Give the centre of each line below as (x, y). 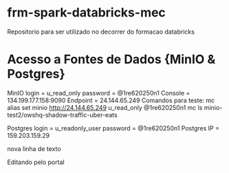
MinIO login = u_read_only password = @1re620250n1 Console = (99, 93)
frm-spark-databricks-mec (87, 13)
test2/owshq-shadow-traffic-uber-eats (63, 115)
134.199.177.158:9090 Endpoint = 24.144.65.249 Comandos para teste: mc (111, 100)
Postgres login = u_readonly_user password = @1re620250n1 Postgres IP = (113, 128)
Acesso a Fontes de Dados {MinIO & (111, 59)
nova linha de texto (34, 148)
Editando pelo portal (36, 162)
